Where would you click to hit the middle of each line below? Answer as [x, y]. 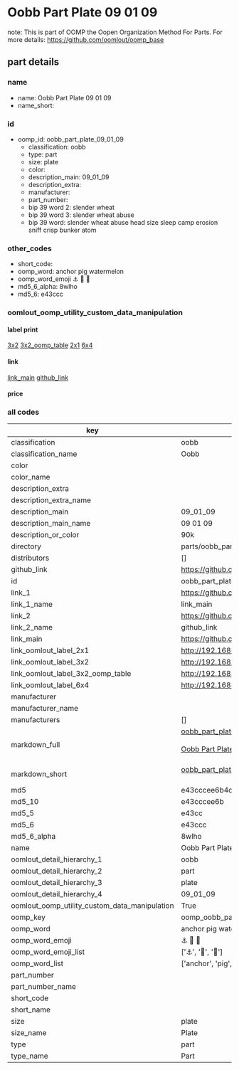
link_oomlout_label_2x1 [50, 650]
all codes [23, 412]
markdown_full [36, 745]
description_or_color [45, 535]
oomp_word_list [37, 963]
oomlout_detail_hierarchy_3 [57, 883]
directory [26, 546]
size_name [29, 1033]
